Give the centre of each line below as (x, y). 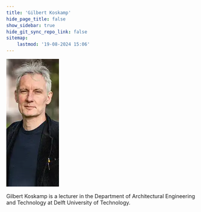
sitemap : (17, 38)
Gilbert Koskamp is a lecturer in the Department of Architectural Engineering (101, 196)
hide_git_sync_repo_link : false (47, 32)
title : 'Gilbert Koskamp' (39, 13)
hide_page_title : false (36, 19)
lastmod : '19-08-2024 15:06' (54, 44)
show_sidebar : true (31, 25)
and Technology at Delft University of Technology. (68, 202)
